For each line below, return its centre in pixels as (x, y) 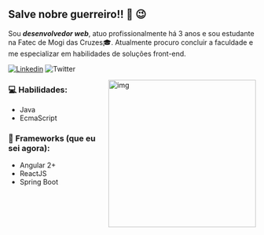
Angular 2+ (38, 165)
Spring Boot (39, 182)
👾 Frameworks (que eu (52, 138)
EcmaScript (38, 118)
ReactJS (33, 174)
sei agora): (29, 149)
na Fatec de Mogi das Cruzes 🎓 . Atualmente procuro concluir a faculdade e (131, 42)
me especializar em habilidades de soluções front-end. (97, 53)
